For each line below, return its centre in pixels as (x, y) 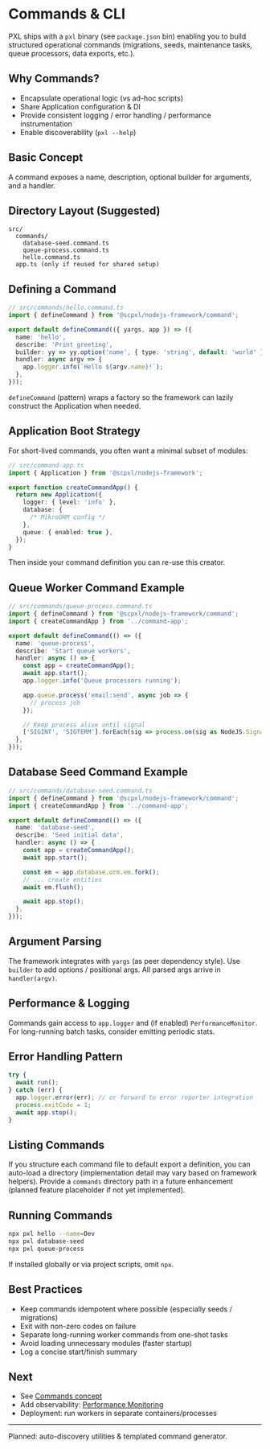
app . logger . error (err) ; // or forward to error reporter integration (134, 1098)
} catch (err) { (35, 1090)
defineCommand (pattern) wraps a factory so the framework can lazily (121, 397)
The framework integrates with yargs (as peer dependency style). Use (125, 961)
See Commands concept (61, 1396)
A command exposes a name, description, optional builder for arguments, (130, 177)
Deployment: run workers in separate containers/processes (118, 1414)
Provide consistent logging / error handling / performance (115, 115)
